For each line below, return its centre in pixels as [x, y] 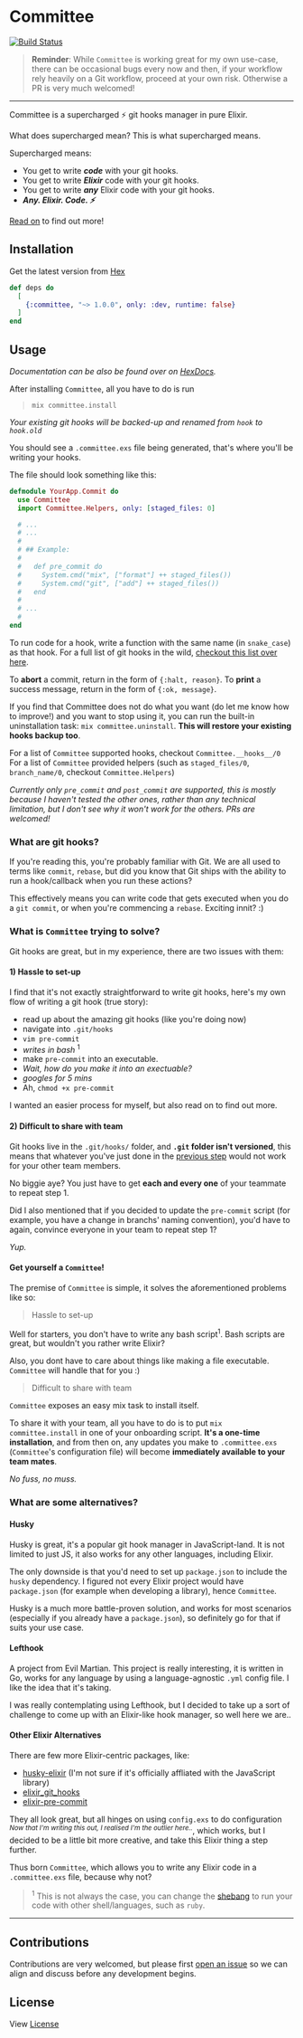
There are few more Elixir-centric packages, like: [100, 1755]
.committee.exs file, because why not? [81, 1877]
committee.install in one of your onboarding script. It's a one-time [135, 1433]
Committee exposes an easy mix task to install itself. [105, 1406]
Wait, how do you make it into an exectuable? [107, 1068]
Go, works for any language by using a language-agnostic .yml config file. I [149, 1678]
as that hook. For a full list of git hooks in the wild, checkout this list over [143, 652]
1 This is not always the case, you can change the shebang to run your [162, 1895]
